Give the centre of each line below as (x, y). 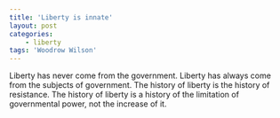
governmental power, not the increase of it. (88, 104)
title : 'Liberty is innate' (61, 17)
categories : (31, 34)
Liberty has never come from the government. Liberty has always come (140, 75)
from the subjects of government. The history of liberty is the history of (140, 85)
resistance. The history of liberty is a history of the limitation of (124, 95)
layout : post (33, 26)
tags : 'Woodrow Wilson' (53, 51)
